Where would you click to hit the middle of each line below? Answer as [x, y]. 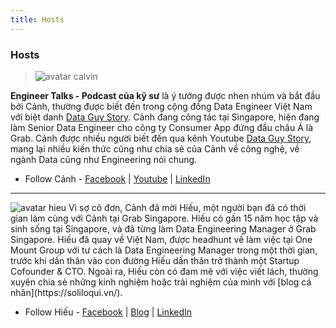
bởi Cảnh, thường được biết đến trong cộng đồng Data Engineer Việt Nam [161, 106]
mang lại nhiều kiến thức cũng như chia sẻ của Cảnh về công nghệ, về [155, 148]
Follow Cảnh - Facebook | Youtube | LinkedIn [117, 178]
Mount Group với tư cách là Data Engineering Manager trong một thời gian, [164, 250]
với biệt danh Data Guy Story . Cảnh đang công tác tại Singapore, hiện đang [165, 117]
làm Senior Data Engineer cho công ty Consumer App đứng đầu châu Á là [162, 127]
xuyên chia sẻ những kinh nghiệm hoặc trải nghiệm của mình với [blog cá [161, 282]
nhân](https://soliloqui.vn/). [66, 292]
